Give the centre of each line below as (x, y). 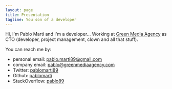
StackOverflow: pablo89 (38, 81)
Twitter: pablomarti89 (36, 70)
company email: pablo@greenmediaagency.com (64, 65)
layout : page (19, 10)
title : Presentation (27, 15)
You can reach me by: (28, 50)
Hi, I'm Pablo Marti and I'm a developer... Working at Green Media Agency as (86, 34)
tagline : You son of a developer (41, 19)
